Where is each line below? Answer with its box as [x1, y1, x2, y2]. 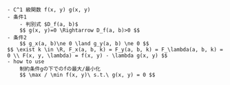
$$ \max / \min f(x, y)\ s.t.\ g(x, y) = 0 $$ [19, 71, 156, 78]
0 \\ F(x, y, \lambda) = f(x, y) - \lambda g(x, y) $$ [7, 52, 168, 59]
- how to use [7, 58, 45, 65]
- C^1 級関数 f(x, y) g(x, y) [7, 6, 91, 13]
